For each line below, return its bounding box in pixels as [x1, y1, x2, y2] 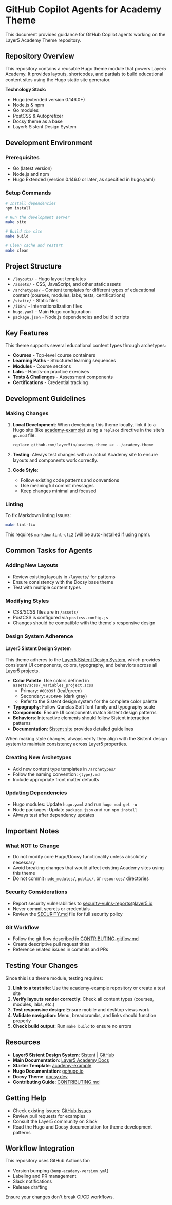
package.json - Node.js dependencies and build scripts [12, 314, 129, 320]
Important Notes [5, 827, 59, 835]
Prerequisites [5, 154, 40, 161]
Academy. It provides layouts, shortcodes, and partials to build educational [5, 71, 163, 77]
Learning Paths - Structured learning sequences [12, 358, 117, 364]
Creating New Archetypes [5, 754, 72, 761]
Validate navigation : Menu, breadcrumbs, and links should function [12, 1012, 157, 1018]
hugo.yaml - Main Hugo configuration [12, 308, 91, 314]
